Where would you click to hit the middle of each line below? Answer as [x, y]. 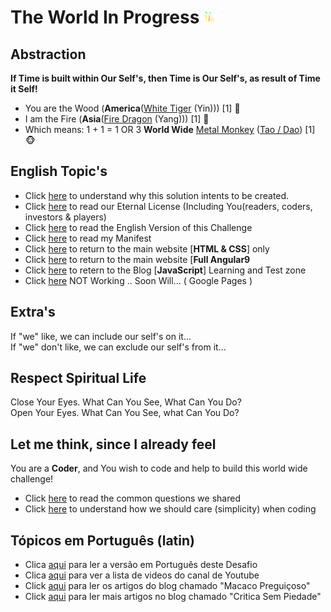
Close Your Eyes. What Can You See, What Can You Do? [126, 402]
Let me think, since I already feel [113, 444]
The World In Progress [105, 17]
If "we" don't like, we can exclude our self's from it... [118, 347]
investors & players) [65, 217]
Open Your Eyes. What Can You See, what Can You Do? [125, 413]
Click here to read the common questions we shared [132, 498]
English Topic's [59, 171]
